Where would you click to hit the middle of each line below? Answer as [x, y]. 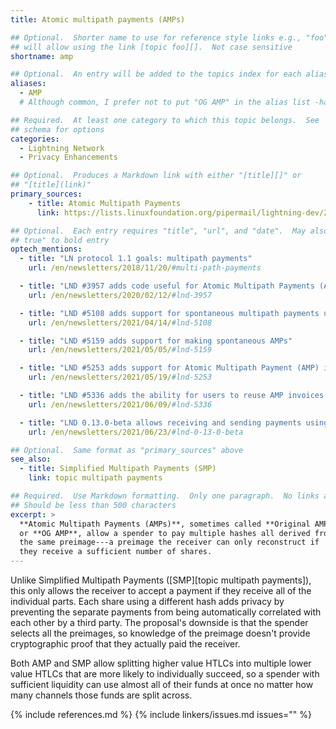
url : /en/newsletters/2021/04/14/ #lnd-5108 [120, 322]
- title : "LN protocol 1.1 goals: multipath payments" [136, 259]
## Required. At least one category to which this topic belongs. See [165, 120]
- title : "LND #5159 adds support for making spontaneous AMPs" [156, 341]
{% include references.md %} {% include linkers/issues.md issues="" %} [161, 714]
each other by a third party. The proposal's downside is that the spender [159, 622]
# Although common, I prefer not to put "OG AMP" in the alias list [165, 102]
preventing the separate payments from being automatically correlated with [166, 612]
